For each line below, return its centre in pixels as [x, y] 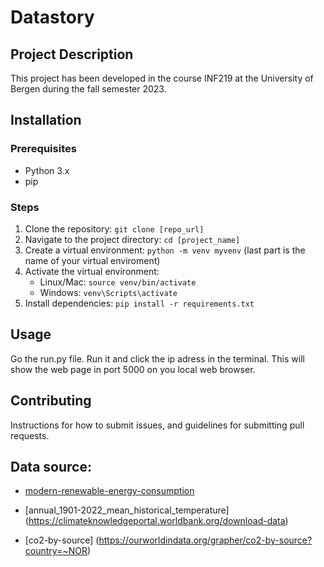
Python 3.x [47, 170]
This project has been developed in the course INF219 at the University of [162, 78]
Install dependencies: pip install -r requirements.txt [139, 303]
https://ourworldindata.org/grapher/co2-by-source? [205, 540]
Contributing [51, 401]
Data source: [51, 467]
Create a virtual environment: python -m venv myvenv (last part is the [165, 250]
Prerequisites [43, 149]
